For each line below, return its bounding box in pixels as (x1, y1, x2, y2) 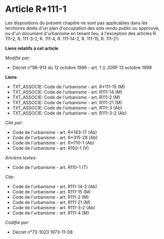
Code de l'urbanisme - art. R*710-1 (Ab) (12, 140, 94, 146)
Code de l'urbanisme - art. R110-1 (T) (12, 164, 88, 170)
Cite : (5, 174, 15, 179)
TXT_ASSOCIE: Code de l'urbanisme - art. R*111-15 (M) (12, 83, 125, 90)
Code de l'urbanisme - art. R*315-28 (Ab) (12, 134, 98, 140)
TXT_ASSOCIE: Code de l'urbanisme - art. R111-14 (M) (12, 89, 123, 95)
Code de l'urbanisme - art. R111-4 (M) (12, 210, 89, 216)
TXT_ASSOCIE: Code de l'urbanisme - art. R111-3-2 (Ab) (12, 110, 127, 116)
